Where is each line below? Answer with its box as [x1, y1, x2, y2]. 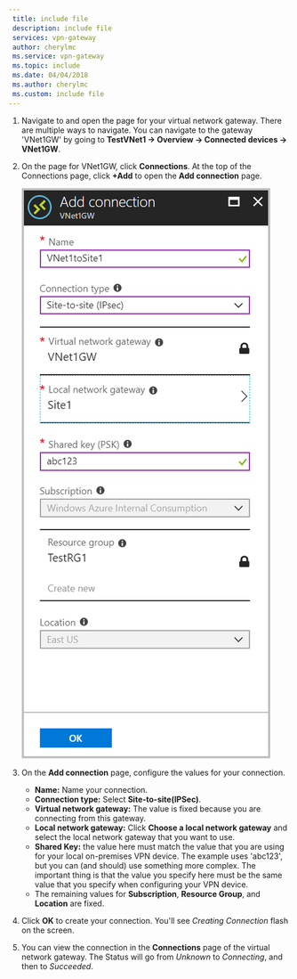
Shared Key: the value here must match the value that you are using [34, 841, 285, 852]
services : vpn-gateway [12, 33, 97, 42]
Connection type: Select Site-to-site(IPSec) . [34, 794, 202, 804]
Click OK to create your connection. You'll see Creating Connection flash [20, 915, 289, 926]
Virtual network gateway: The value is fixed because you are [34, 803, 261, 814]
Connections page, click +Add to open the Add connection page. [20, 170, 263, 181]
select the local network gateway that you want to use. [34, 831, 236, 842]
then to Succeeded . [20, 960, 94, 971]
